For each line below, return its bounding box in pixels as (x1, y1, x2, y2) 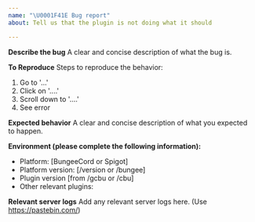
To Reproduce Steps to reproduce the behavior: (8, 62, 163, 71)
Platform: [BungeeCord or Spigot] (19, 156, 129, 166)
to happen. (8, 126, 43, 136)
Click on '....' (19, 86, 60, 95)
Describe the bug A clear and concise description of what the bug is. (8, 47, 232, 56)
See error (19, 103, 51, 112)
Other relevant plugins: (19, 181, 94, 191)
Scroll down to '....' (19, 94, 80, 104)
